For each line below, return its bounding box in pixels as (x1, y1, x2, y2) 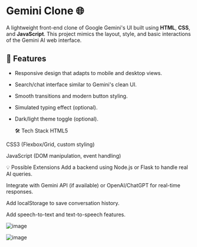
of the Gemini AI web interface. (6, 37, 82, 44)
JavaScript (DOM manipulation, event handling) (6, 152, 122, 159)
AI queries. (6, 170, 32, 177)
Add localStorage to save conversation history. (6, 199, 120, 206)
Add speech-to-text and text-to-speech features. (6, 211, 126, 218)
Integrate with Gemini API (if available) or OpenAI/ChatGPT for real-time (6, 181, 181, 188)
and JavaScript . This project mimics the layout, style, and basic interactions (6, 30, 191, 37)
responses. (6, 188, 34, 195)
